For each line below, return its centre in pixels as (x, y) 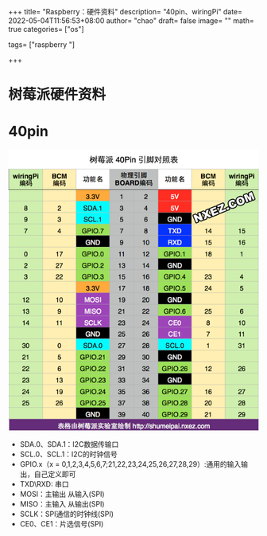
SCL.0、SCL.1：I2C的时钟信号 (68, 454)
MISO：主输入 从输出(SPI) (62, 503)
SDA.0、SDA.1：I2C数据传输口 (69, 444)
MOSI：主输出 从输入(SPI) (62, 494)
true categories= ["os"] (46, 29)
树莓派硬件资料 (57, 95)
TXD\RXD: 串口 (44, 483)
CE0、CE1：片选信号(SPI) (62, 523)
